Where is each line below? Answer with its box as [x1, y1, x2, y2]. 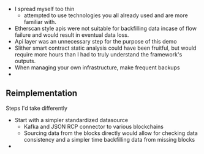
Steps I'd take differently [6, 104, 68, 112]
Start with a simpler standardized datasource [14, 116, 129, 123]
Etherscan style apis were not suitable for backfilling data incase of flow [14, 25, 197, 32]
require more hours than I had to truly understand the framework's [14, 51, 183, 58]
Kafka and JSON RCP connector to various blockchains [23, 123, 164, 130]
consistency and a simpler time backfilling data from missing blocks [23, 136, 195, 143]
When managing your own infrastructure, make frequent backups [14, 64, 180, 71]
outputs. [14, 58, 36, 64]
